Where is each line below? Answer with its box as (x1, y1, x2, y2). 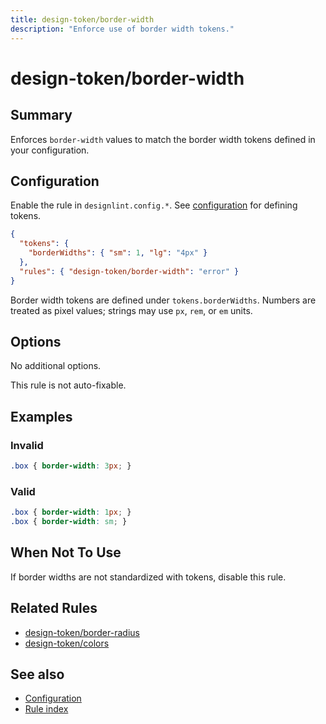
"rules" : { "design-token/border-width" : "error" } (19, 266, 240, 276)
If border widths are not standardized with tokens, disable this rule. (10, 571, 287, 583)
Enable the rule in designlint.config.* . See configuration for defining (10, 199, 298, 211)
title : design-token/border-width (10, 14, 155, 25)
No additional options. (10, 360, 102, 372)
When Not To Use (10, 544, 122, 561)
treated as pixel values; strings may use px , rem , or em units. (10, 304, 253, 316)
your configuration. (10, 144, 90, 156)
